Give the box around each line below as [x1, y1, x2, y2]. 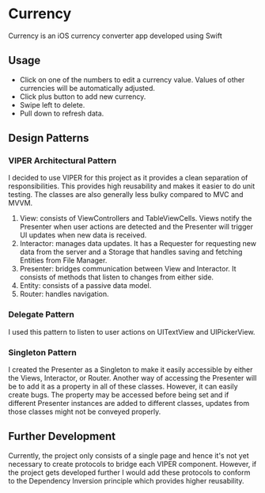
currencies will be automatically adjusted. [19, 83, 156, 93]
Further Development [8, 430, 116, 443]
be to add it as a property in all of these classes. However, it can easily [8, 381, 239, 392]
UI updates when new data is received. [19, 230, 147, 240]
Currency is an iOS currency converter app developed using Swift [8, 31, 223, 40]
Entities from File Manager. [19, 256, 108, 265]
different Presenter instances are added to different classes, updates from [8, 399, 250, 408]
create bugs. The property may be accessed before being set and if [8, 390, 229, 400]
